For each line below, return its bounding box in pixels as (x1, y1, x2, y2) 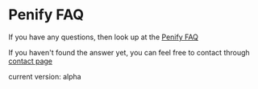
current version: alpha (8, 71, 82, 81)
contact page (8, 56, 53, 66)
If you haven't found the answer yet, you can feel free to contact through (8, 47, 250, 57)
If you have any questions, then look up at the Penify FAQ (8, 32, 199, 42)
